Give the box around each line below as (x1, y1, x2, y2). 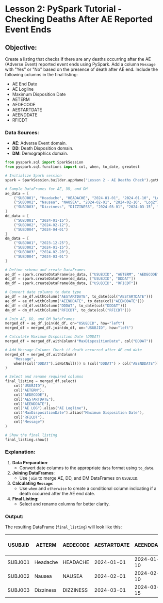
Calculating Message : (12, 480, 53, 486)
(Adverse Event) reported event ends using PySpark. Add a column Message (5, 62, 156, 67)
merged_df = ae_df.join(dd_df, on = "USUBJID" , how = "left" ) (5, 321, 125, 326)
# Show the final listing (5, 433, 57, 438)
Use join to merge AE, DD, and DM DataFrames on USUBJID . (19, 475, 139, 481)
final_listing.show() (5, 437, 49, 442)
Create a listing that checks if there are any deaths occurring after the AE (5, 56, 151, 62)
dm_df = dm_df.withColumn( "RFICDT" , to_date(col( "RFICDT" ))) (5, 308, 131, 312)
